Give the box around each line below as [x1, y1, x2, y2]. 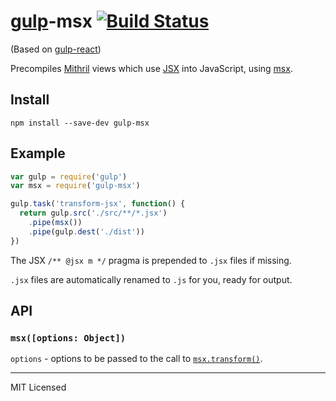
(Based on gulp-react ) [10, 43, 102, 55]
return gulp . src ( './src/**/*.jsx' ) [19, 208, 168, 219]
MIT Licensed [10, 381, 67, 394]
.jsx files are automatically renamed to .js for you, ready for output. [10, 273, 293, 285]
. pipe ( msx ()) [28, 218, 83, 228]
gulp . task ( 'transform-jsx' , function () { [10, 199, 186, 209]
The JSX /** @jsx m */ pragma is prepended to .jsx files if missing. [10, 254, 292, 266]
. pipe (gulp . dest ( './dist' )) [28, 226, 145, 237]
